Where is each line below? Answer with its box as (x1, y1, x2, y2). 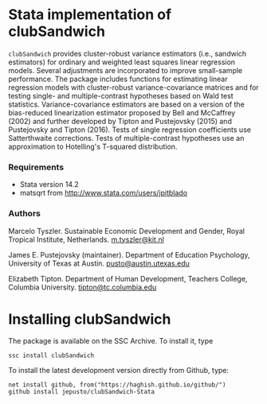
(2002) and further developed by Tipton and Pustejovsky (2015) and (8, 116, 233, 126)
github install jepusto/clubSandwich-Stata (8, 388, 155, 396)
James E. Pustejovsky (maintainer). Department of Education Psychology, (8, 250, 250, 259)
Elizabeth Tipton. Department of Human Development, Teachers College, (8, 274, 248, 283)
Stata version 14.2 (19, 180, 79, 189)
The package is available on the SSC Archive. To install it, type (8, 336, 214, 346)
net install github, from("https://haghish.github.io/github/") (8, 381, 226, 389)
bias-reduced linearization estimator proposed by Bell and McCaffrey (8, 107, 236, 117)
